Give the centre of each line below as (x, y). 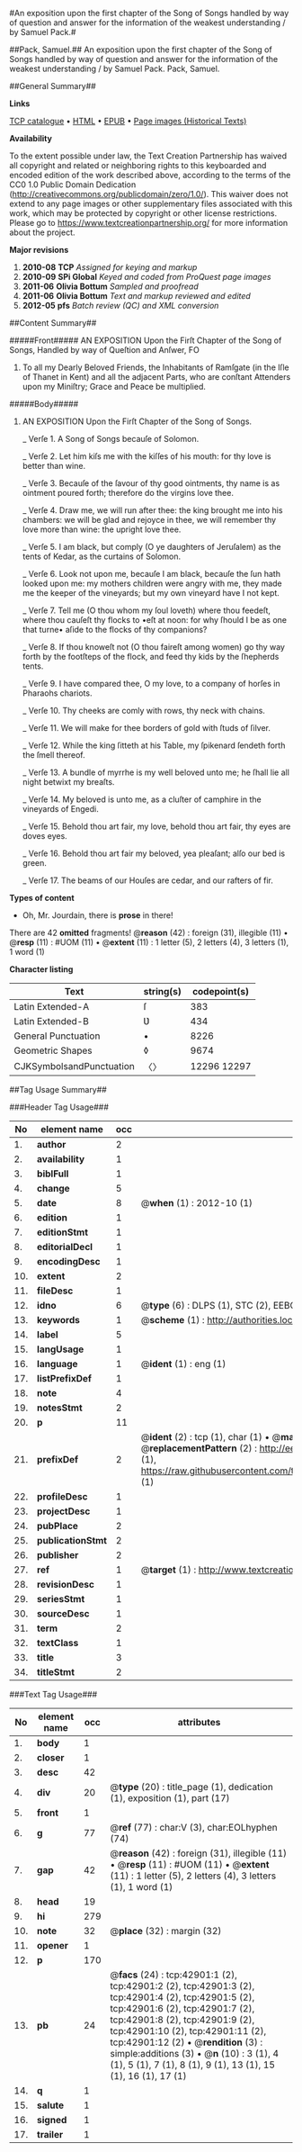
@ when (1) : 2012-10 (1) (197, 1203)
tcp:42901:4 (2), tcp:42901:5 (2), (182, 1997)
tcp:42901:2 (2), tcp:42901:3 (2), (182, 1986)
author (52, 1144)
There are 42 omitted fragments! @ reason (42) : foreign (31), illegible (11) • (149, 932)
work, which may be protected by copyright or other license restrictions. (143, 213)
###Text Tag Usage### (53, 1694)
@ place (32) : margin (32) (166, 1931)
